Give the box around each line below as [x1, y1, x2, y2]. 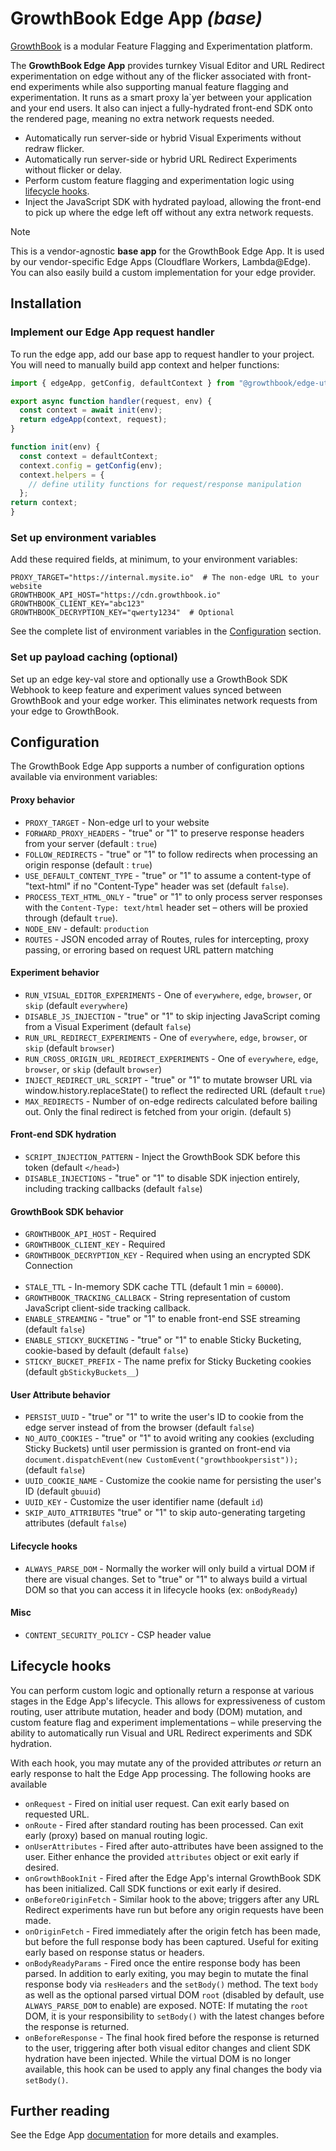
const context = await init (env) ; [19, 405, 163, 416]
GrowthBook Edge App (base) [10, 7, 263, 30]
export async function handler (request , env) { [10, 396, 213, 406]
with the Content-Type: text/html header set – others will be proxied [24, 901, 309, 913]
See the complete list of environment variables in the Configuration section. [10, 625, 322, 637]
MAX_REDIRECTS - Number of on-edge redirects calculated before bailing [24, 1095, 318, 1107]
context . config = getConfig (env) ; [19, 460, 163, 471]
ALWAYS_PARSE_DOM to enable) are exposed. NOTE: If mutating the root [24, 1999, 309, 2011]
